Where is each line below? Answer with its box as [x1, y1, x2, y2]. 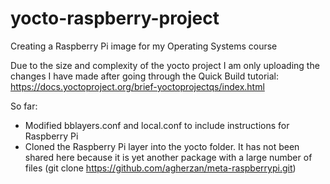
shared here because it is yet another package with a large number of [24, 151, 313, 163]
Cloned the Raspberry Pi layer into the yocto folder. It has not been [24, 140, 300, 152]
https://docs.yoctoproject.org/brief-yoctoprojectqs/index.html [10, 80, 265, 92]
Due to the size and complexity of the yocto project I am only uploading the [10, 59, 320, 71]
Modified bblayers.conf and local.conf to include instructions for [24, 119, 290, 131]
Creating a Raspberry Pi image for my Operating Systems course [10, 40, 278, 52]
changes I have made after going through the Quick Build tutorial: [10, 70, 279, 82]
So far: [10, 100, 38, 112]
